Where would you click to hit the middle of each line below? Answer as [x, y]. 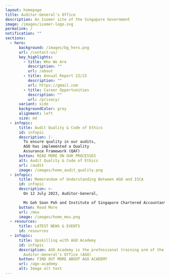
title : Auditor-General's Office [40, 15]
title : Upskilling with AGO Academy [57, 240]
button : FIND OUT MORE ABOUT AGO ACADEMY [63, 259]
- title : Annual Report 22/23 [55, 76]
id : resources [34, 231]
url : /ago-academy [38, 264]
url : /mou [29, 212]
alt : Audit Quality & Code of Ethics [58, 161]
